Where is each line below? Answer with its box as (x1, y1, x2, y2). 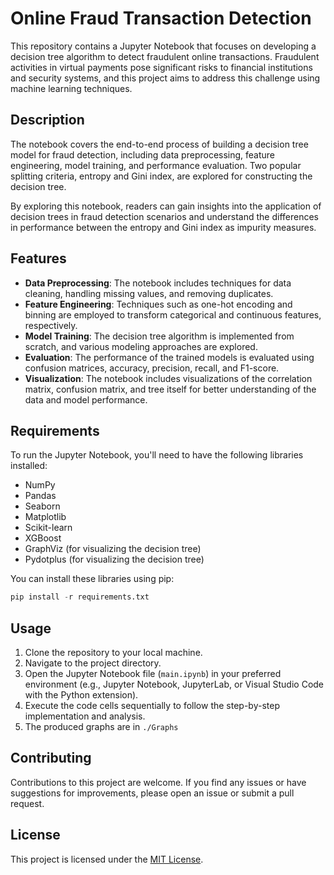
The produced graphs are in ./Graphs (24, 721, 179, 733)
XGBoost (24, 532, 62, 544)
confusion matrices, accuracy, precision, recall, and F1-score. (24, 362, 280, 374)
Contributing (10, 750, 92, 767)
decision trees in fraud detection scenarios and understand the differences (10, 210, 319, 222)
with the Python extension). (24, 689, 139, 701)
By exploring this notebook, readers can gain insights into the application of (10, 200, 322, 212)
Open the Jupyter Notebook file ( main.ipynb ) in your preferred (24, 668, 282, 680)
